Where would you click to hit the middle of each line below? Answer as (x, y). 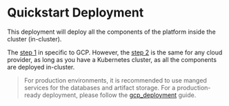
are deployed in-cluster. (41, 67)
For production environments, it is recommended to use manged (115, 80)
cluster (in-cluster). (34, 39)
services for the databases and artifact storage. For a (100, 87)
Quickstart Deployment (76, 13)
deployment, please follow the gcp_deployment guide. (119, 95)
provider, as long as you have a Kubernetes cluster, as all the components (112, 59)
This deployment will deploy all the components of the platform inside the (111, 32)
